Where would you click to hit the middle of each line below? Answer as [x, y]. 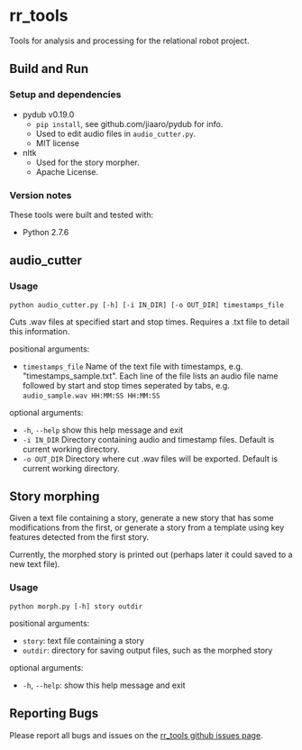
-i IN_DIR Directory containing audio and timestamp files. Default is [148, 439]
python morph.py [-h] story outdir [76, 606]
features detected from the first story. [79, 537]
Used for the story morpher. [87, 162]
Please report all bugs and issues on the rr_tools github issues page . [136, 735]
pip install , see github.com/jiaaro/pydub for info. [129, 123]
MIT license [57, 143]
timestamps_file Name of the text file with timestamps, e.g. [133, 366]
